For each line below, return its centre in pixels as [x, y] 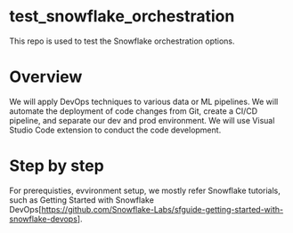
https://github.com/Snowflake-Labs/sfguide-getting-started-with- [162, 209]
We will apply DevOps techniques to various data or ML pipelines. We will [144, 101]
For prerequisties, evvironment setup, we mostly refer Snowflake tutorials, [145, 190]
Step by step [57, 166]
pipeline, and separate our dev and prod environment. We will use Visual [142, 120]
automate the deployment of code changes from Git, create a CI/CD [134, 111]
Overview [46, 77]
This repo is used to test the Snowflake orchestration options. [122, 41]
